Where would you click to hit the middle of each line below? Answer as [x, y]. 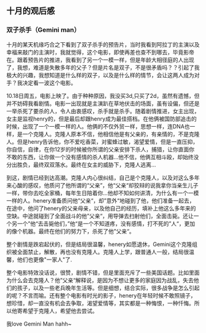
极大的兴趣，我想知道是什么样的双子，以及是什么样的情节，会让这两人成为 [100, 75]
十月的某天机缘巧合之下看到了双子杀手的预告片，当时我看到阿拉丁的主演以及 [103, 44]
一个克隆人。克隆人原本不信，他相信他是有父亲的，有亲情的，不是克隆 [111, 134]
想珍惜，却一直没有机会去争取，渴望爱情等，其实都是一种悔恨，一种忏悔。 [100, 303]
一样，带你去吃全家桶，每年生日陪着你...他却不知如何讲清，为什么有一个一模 [103, 193]
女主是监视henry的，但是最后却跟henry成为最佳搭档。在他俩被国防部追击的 [102, 119]
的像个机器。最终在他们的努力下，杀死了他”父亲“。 [71, 231]
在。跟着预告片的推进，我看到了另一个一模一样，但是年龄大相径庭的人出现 [100, 59]
